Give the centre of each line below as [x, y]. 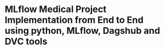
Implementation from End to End [74, 20]
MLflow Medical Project [56, 9]
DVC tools [26, 42]
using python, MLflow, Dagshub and [82, 31]
